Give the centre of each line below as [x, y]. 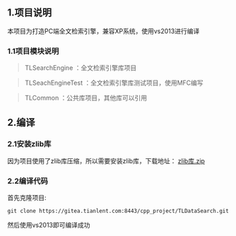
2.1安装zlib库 [29, 144]
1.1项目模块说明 [33, 51]
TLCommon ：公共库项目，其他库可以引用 [86, 98]
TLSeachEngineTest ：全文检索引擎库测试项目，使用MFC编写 [114, 83]
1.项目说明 [30, 13]
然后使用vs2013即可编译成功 [49, 225]
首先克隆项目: [27, 198]
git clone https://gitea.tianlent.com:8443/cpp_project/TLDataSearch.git [118, 211]
